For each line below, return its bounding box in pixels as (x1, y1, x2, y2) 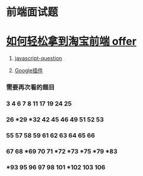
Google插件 (14, 67, 43, 74)
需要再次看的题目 (6, 84, 55, 92)
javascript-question (14, 55, 63, 62)
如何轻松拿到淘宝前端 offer (6, 35, 137, 48)
